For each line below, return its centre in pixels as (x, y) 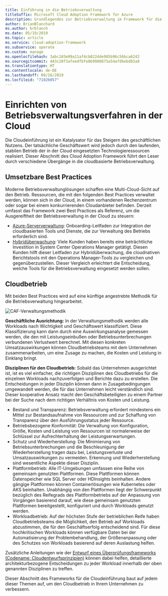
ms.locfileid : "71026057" (32, 80)
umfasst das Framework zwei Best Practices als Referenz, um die (72, 210)
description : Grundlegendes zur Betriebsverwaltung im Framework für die (84, 19)
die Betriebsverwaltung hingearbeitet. (44, 301)
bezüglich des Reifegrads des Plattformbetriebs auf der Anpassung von (86, 495)
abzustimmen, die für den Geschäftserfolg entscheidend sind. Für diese (86, 527)
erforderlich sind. (30, 236)
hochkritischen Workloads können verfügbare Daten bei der (74, 532)
